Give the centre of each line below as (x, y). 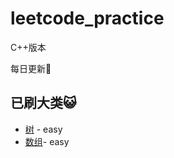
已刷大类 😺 (43, 103)
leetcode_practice (87, 18)
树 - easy (43, 129)
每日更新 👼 (31, 68)
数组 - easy (47, 141)
